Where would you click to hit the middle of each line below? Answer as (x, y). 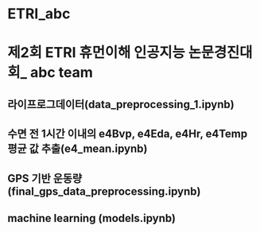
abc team (61, 73)
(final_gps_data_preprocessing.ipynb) (104, 191)
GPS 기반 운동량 (45, 179)
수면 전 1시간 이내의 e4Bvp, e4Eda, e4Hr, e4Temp (128, 134)
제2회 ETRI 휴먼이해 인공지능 (97, 53)
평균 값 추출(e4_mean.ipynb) (78, 149)
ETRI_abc (39, 14)
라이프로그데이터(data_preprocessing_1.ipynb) (121, 104)
